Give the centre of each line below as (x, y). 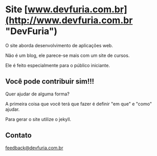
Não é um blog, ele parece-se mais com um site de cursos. (68, 55)
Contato (18, 135)
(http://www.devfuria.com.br (69, 20)
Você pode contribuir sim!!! (50, 81)
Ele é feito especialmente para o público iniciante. (58, 65)
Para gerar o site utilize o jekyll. (38, 119)
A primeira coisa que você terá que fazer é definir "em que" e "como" (79, 104)
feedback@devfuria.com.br (34, 148)
